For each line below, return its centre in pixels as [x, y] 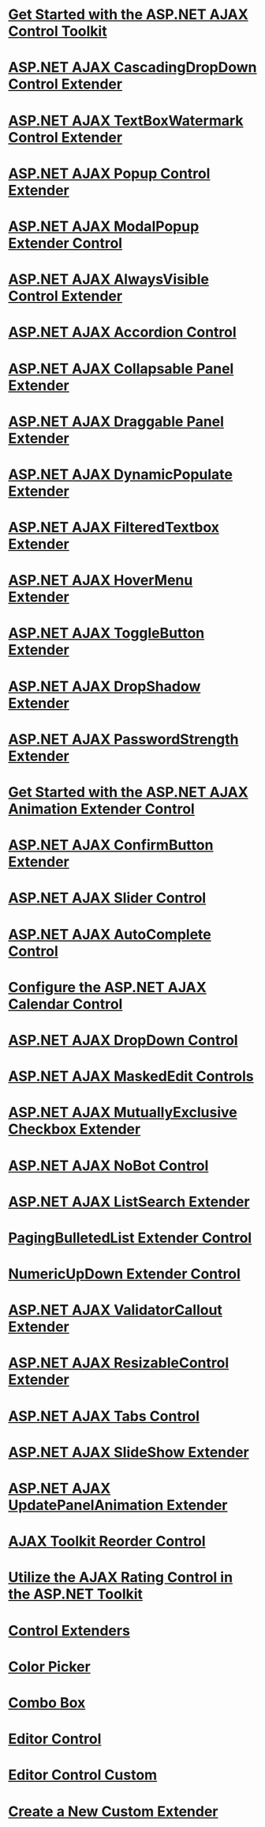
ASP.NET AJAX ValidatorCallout [116, 1310]
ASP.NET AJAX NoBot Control [108, 1166]
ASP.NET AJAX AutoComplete [110, 934]
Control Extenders [69, 1631]
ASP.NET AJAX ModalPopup [104, 226]
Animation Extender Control [101, 809]
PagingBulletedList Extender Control [130, 1238]
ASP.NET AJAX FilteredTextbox [114, 528]
